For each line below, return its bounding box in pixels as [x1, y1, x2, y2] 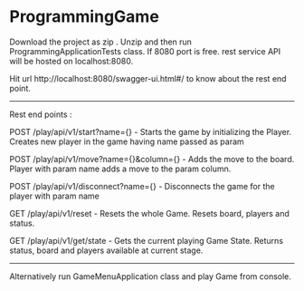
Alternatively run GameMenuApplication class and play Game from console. [9, 270, 292, 282]
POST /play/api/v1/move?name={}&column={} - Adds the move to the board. [9, 153, 295, 164]
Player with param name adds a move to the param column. [9, 163, 232, 174]
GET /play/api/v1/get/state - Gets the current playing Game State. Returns [9, 235, 283, 246]
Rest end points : [9, 109, 72, 120]
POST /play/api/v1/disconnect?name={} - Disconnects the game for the [9, 180, 275, 191]
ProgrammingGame [9, 6, 160, 27]
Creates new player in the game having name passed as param [9, 136, 244, 147]
